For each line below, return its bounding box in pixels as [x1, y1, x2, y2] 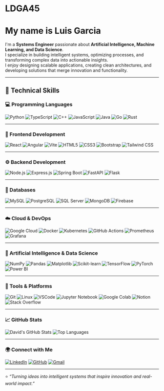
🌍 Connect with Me [5, 346, 53, 353]
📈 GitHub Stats [5, 316, 42, 323]
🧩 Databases [5, 187, 36, 194]
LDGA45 [5, 3, 40, 14]
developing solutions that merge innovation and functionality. [5, 67, 128, 73]
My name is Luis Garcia [5, 25, 101, 37]
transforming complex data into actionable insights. [5, 57, 108, 63]
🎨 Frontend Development [5, 130, 65, 137]
